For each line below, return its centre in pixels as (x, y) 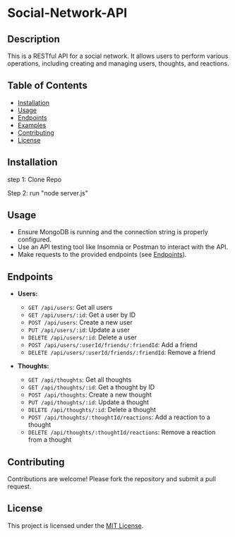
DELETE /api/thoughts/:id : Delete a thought (92, 410)
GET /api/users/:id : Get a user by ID (82, 315)
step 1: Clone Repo (35, 179)
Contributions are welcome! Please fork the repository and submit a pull (112, 479)
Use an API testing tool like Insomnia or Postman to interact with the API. (123, 247)
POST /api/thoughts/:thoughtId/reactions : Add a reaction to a (119, 417)
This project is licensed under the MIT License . (76, 525)
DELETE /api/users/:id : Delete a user (83, 337)
